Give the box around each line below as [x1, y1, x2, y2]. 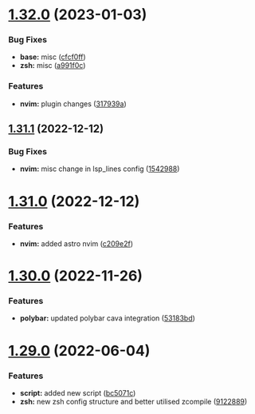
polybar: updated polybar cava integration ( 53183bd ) [19, 313, 195, 323]
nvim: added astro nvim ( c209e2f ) [19, 238, 134, 249]
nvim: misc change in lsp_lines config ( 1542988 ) [19, 164, 180, 173]
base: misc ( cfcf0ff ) [19, 52, 86, 62]
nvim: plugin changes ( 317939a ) [19, 98, 127, 109]
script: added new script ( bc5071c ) [19, 388, 136, 397]
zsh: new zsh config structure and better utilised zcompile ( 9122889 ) [19, 396, 248, 406]
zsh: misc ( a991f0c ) [19, 61, 86, 70]
